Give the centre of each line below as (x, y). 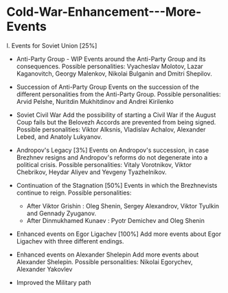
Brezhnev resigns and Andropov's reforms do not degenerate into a (112, 157)
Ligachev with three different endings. (70, 241)
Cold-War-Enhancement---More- (104, 12)
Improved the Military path (54, 282)
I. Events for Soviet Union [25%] (52, 45)
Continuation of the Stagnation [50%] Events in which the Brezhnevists (117, 185)
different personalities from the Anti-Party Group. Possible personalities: (118, 94)
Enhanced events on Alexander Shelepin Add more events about (107, 254)
